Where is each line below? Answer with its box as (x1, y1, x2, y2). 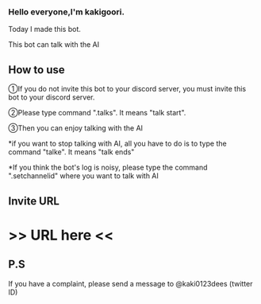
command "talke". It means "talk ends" (8, 147, 135, 157)
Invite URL (8, 194, 59, 208)
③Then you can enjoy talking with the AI (8, 123, 144, 133)
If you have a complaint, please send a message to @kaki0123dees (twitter (8, 279, 253, 288)
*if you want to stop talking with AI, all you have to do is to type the (8, 138, 228, 149)
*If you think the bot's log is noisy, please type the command (8, 162, 208, 173)
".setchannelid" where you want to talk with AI (8, 171, 159, 181)
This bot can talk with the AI (8, 40, 100, 49)
